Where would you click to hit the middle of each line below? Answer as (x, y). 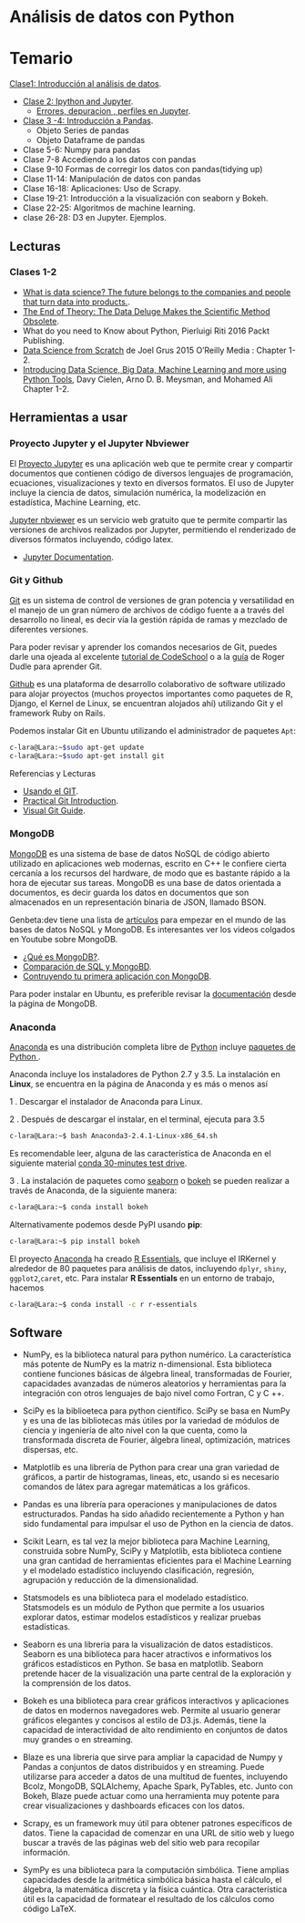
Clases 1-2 (33, 273)
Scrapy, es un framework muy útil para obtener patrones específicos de (158, 1824)
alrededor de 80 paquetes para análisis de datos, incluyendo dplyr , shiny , (148, 1268)
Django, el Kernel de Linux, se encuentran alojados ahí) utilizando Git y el (147, 703)
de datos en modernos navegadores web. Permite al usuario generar (152, 1711)
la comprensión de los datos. (77, 1683)
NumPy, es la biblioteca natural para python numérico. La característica (157, 1354)
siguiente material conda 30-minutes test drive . (98, 1163)
